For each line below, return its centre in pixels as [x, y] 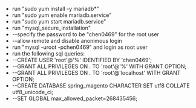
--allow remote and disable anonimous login [67, 41]
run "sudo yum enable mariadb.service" [62, 15]
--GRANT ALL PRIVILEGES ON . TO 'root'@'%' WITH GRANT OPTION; [99, 66]
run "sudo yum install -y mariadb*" [55, 9]
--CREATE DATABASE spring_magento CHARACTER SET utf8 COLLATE [101, 86]
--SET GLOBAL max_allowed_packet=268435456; [75, 98]
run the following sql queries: [48, 53]
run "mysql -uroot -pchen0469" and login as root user [80, 47]
